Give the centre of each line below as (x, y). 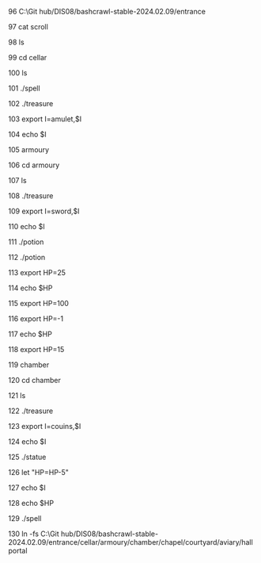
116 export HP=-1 (36, 319)
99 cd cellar (28, 57)
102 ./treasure (31, 103)
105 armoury (29, 149)
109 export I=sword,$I (44, 211)
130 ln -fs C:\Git (34, 534)
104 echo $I (28, 134)
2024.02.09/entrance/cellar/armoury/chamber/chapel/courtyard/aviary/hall (130, 542)
